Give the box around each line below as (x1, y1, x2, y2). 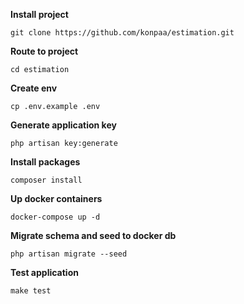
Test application (10, 267, 79, 278)
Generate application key (10, 119, 117, 131)
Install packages (10, 156, 81, 168)
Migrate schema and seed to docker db (10, 230, 177, 241)
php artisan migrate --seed (10, 249, 128, 259)
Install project (10, 9, 69, 20)
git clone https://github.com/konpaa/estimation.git (10, 28, 235, 38)
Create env (10, 82, 58, 94)
